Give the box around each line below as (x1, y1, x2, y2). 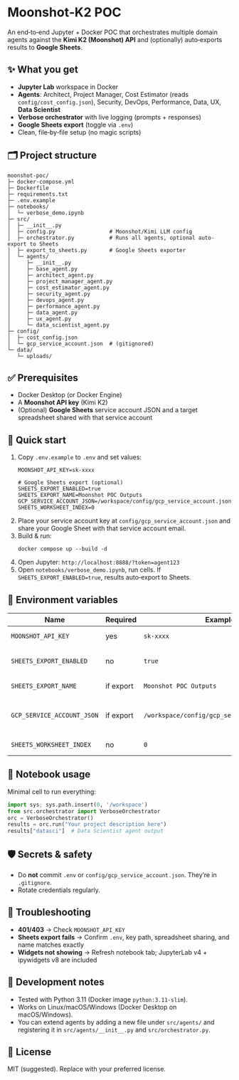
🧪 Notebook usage (7, 768, 91, 780)
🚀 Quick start (7, 434, 66, 446)
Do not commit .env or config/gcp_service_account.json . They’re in (17, 871, 217, 879)
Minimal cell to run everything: (7, 787, 96, 796)
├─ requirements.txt (7, 190, 69, 198)
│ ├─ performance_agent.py (7, 303, 100, 310)
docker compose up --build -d (17, 545, 108, 552)
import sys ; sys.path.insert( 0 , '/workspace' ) (7, 801, 148, 808)
